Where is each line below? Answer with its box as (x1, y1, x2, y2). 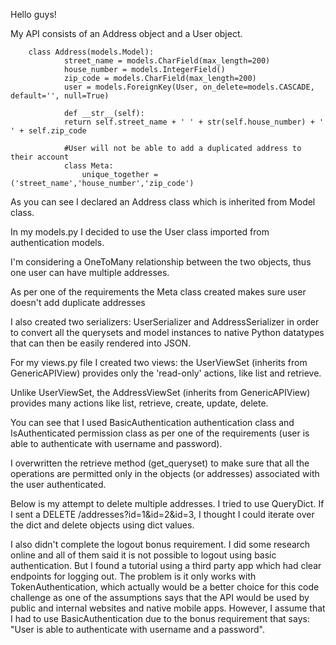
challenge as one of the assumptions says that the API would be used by (10, 592, 310, 603)
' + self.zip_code (10, 126, 87, 136)
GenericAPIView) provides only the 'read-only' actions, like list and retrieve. (10, 367, 322, 379)
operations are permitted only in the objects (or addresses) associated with (10, 468, 320, 479)
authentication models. (10, 237, 105, 248)
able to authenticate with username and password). (10, 438, 223, 449)
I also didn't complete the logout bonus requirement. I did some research (10, 539, 311, 550)
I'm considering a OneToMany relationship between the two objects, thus (10, 256, 312, 268)
